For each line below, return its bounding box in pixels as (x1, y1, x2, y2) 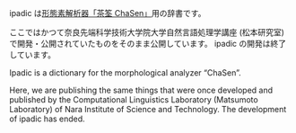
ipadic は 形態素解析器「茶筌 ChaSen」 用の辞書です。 (9, 8, 206, 18)
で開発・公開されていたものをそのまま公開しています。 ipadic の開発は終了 (9, 39, 287, 49)
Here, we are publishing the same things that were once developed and (9, 84, 274, 95)
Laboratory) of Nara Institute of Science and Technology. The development (9, 104, 287, 114)
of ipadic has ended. (9, 113, 85, 124)
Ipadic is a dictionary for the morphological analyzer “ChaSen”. (9, 67, 242, 78)
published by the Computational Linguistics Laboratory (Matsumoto (9, 94, 258, 105)
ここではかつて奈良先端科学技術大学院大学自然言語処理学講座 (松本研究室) (9, 27, 285, 38)
